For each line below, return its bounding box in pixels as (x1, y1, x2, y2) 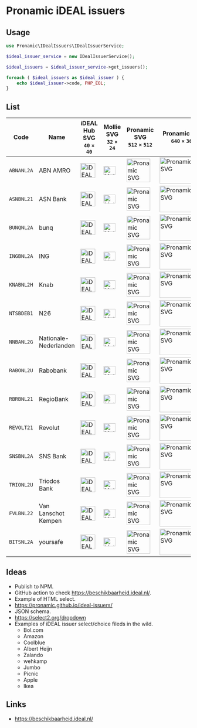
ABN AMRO (39, 166, 71, 175)
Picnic (23, 670, 39, 677)
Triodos (39, 477, 60, 485)
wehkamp (23, 658, 47, 665)
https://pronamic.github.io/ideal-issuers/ (14, 601, 113, 608)
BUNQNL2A (9, 224, 33, 231)
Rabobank (39, 366, 67, 375)
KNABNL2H (9, 281, 33, 288)
